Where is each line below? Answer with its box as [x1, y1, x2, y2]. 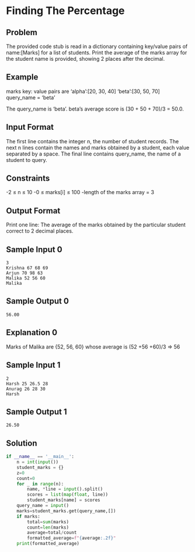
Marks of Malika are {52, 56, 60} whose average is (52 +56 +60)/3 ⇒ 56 [6, 343, 180, 350]
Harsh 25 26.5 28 [6, 381, 48, 387]
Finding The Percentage [6, 4, 125, 18]
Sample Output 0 [6, 296, 69, 306]
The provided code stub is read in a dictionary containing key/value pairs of [6, 43, 188, 50]
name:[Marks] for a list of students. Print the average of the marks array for [6, 49, 187, 56]
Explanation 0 [6, 327, 57, 337]
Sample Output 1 [6, 406, 67, 416]
